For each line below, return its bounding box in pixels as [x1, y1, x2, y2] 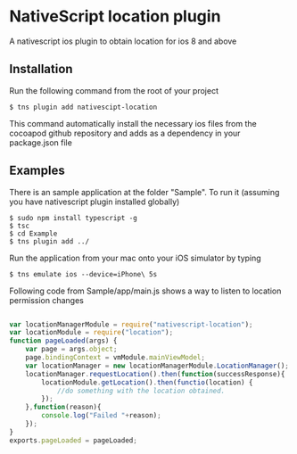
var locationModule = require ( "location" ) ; [9, 328, 174, 337]
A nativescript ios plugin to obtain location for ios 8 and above [9, 36, 237, 46]
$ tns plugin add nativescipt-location [9, 103, 158, 111]
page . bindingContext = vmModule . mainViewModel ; [25, 353, 205, 362]
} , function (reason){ [25, 403, 102, 412]
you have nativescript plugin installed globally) [9, 196, 180, 207]
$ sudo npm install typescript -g [9, 213, 138, 222]
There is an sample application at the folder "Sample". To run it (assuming [9, 186, 280, 197]
